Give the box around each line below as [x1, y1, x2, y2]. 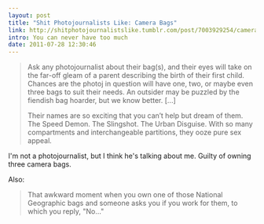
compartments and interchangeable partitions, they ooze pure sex [27, 127, 242, 138]
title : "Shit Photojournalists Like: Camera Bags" [8, 19, 178, 27]
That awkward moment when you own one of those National [27, 190, 223, 200]
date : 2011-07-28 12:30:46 [8, 41, 97, 49]
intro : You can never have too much [8, 33, 128, 42]
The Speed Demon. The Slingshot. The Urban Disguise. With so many [27, 119, 253, 129]
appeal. [27, 136, 53, 145]
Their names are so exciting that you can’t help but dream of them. [27, 111, 244, 120]
